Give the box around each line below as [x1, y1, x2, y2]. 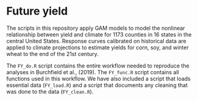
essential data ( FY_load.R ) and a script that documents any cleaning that [6, 81, 188, 89]
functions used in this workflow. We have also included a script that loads [6, 75, 191, 82]
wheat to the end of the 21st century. [6, 50, 99, 57]
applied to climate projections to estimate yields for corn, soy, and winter [6, 44, 189, 51]
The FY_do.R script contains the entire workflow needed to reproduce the [6, 62, 190, 69]
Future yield [6, 4, 68, 18]
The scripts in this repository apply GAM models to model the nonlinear [6, 24, 185, 32]
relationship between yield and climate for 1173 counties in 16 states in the [6, 30, 192, 38]
